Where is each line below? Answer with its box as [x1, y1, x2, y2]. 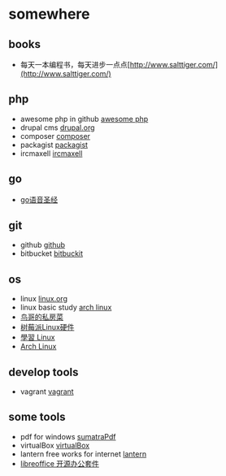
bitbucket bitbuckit [20, 249, 84, 258]
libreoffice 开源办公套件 [20, 458, 100, 468]
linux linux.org [20, 294, 67, 304]
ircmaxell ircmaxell [20, 148, 83, 158]
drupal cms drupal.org [20, 123, 95, 132]
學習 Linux [20, 332, 55, 342]
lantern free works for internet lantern [20, 448, 147, 459]
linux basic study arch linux [20, 302, 112, 313]
